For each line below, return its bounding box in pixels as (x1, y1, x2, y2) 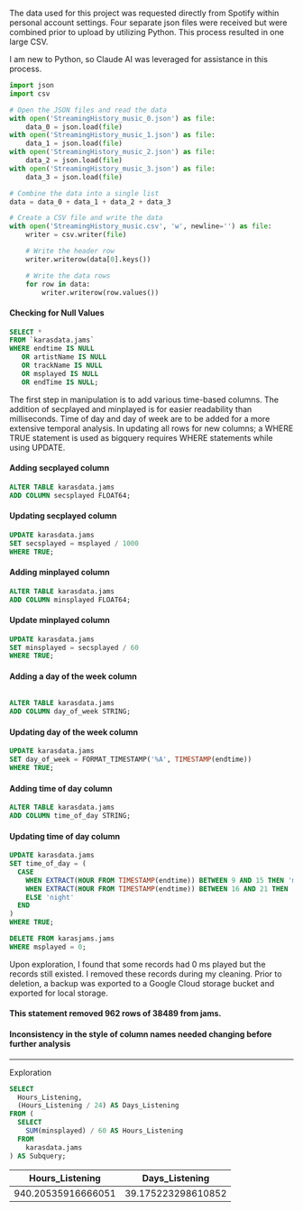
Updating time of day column (9, 830, 120, 841)
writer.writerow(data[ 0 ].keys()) (25, 254, 151, 264)
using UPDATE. (9, 442, 66, 453)
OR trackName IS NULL (21, 361, 103, 371)
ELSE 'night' (25, 893, 75, 902)
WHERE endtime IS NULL (9, 344, 95, 353)
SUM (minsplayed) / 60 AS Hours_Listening (25, 1126, 183, 1135)
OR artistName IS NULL (21, 353, 106, 362)
